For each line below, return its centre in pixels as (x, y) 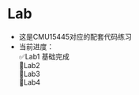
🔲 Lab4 (30, 82)
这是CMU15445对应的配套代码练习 (75, 36)
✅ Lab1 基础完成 (44, 56)
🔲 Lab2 (29, 65)
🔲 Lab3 (29, 74)
